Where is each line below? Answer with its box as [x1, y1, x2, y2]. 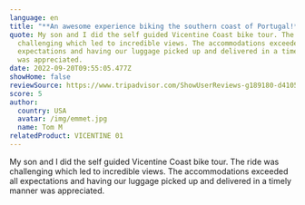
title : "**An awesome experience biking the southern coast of [9, 22, 254, 31]
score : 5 [9, 89, 43, 98]
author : [9, 97, 39, 107]
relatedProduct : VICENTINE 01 [9, 132, 124, 141]
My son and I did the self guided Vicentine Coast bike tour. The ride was [9, 156, 280, 167]
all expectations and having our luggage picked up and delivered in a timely [9, 175, 292, 186]
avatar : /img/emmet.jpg [17, 114, 107, 123]
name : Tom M [17, 123, 64, 132]
